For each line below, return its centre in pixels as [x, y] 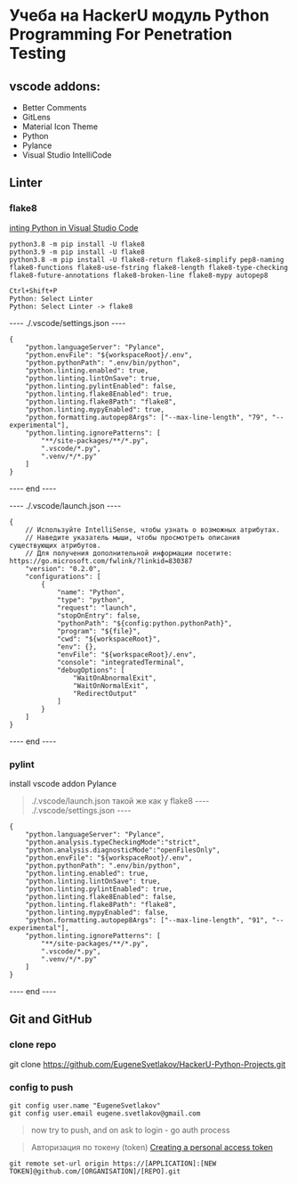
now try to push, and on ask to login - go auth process [130, 1130]
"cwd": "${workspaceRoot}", [109, 639]
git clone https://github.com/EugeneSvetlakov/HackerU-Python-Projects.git [148, 1064]
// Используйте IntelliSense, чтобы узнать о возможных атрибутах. [153, 530]
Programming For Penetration [121, 34]
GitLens [36, 117]
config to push [41, 1087]
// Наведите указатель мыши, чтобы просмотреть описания [133, 537]
